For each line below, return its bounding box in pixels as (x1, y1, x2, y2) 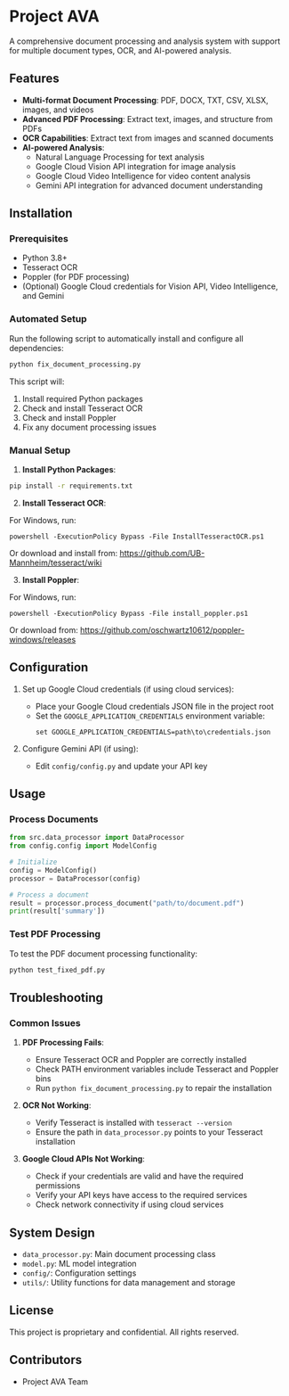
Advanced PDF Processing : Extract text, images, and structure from (21, 113, 274, 124)
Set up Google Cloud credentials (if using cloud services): (21, 684, 235, 694)
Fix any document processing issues (21, 422, 157, 432)
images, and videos (21, 104, 94, 115)
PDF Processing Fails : (21, 1037, 105, 1048)
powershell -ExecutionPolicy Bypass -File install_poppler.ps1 (9, 609, 249, 618)
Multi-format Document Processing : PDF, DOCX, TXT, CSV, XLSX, (21, 94, 269, 105)
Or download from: (9, 624, 78, 635)
